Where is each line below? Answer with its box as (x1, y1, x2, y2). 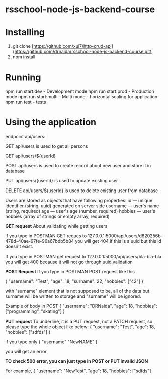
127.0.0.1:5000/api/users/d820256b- (88, 233, 163, 239)
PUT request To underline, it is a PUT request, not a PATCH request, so (5, 319, 153, 324)
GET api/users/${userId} (5, 153, 56, 159)
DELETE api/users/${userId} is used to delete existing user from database (5, 187, 158, 194)
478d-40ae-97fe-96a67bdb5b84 (5, 238, 74, 244)
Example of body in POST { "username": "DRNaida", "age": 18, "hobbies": (5, 303, 157, 309)
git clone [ (12, 43, 34, 49)
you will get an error (5, 349, 47, 354)
